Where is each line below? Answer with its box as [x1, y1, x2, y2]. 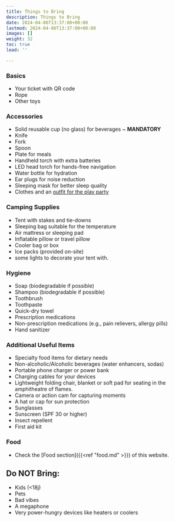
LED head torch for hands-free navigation [14, 163, 116, 170]
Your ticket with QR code [14, 85, 75, 92]
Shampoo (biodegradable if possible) [14, 288, 105, 296]
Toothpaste [14, 301, 42, 308]
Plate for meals [14, 151, 52, 158]
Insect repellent [14, 417, 53, 424]
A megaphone [14, 503, 49, 510]
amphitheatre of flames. [14, 386, 73, 393]
